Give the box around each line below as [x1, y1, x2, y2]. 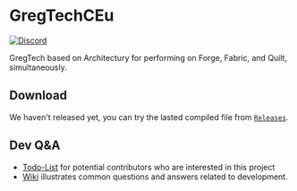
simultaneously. [9, 62, 67, 73]
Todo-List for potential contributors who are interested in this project [21, 161, 276, 172]
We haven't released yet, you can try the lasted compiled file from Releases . [9, 111, 289, 122]
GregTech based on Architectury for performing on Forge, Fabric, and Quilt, [9, 52, 288, 63]
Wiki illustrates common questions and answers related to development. [21, 171, 288, 182]
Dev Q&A [9, 138, 61, 153]
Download [9, 88, 67, 103]
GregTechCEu [9, 5, 115, 26]
